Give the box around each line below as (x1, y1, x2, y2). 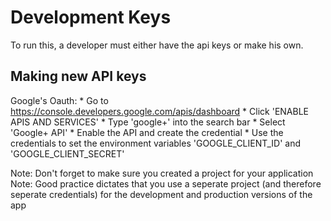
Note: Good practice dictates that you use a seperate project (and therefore (10, 177, 322, 190)
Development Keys (10, 6, 172, 29)
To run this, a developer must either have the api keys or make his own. (10, 39, 304, 51)
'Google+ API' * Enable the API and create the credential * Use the (10, 126, 284, 138)
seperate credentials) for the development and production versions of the (10, 188, 313, 200)
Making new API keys (10, 68, 147, 85)
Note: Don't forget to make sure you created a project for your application (10, 167, 314, 179)
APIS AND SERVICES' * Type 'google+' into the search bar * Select (10, 116, 286, 128)
